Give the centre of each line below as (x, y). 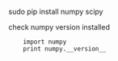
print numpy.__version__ (65, 49)
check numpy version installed (59, 27)
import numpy (45, 42)
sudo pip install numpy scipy (56, 12)
